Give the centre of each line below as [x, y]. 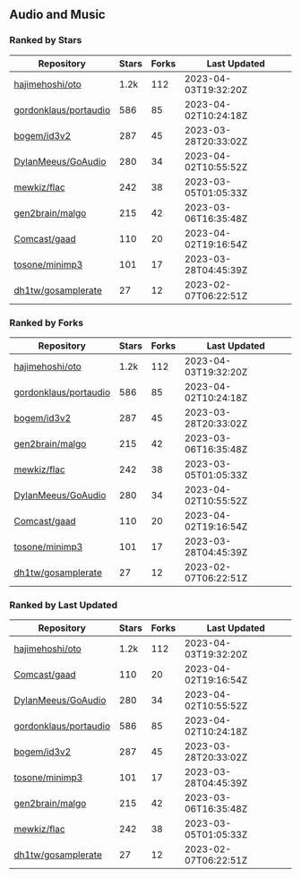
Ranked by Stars [46, 40]
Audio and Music [57, 15]
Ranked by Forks [46, 323]
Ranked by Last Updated [64, 605]
